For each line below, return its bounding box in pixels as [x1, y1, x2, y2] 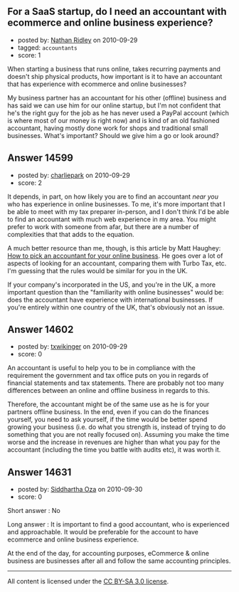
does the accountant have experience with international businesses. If [7, 295, 213, 304]
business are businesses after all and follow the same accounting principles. [7, 556, 231, 565]
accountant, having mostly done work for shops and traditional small [7, 124, 208, 132]
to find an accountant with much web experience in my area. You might [7, 215, 216, 223]
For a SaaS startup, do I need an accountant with [7, 6, 227, 18]
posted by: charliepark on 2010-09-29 [17, 171, 130, 179]
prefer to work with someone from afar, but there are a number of [7, 222, 199, 231]
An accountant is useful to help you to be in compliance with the [7, 364, 196, 372]
